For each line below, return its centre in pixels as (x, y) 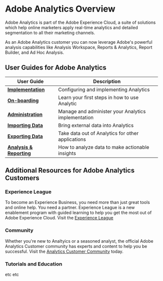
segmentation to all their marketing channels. (50, 33)
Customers (22, 178)
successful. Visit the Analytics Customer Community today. (64, 251)
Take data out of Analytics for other (98, 133)
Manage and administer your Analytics (102, 111)
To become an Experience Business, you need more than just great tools (78, 202)
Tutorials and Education (34, 264)
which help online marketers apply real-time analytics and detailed (72, 27)
